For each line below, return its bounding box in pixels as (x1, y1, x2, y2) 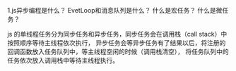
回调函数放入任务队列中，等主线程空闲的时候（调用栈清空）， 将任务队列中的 (7, 48, 229, 56)
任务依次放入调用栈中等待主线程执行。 (7, 56, 119, 65)
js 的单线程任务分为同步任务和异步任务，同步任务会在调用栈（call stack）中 (7, 30, 228, 38)
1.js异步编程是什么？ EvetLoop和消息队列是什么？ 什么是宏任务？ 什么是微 (7, 6, 223, 14)
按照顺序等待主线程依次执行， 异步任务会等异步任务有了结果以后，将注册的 (7, 39, 226, 47)
